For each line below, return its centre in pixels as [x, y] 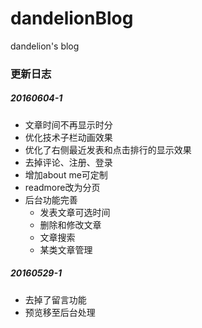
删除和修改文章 [70, 224]
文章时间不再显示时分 [68, 124]
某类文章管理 [66, 249]
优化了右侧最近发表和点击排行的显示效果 [108, 149]
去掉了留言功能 [55, 299]
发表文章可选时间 [75, 212]
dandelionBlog [72, 18]
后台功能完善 [51, 199]
